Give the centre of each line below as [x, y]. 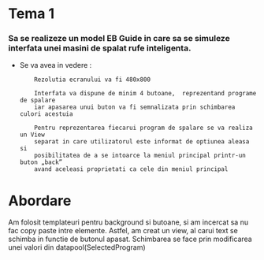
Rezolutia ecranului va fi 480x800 [93, 80]
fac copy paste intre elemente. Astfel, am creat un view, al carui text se [123, 231]
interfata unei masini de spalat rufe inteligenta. [100, 48]
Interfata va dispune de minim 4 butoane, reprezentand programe [145, 94]
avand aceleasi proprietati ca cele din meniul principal [131, 169]
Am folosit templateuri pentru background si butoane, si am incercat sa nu [128, 222]
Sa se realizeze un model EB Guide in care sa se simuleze [119, 39]
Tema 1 [32, 14]
